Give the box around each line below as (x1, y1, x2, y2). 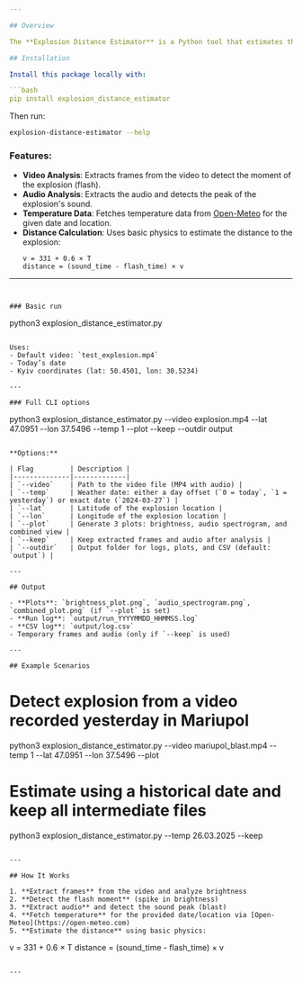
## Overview (9, 21, 54, 30)
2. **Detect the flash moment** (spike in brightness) (9, 895, 219, 905)
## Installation (9, 53, 70, 63)
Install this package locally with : (9, 69, 147, 79)
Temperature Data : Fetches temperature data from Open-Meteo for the (22, 208, 288, 219)
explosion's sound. (22, 199, 93, 210)
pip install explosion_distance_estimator (9, 95, 171, 104)
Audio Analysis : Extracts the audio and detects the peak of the (22, 189, 257, 200)
